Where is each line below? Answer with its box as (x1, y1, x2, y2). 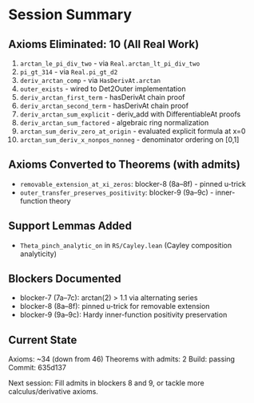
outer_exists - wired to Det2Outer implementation (19, 84, 186, 93)
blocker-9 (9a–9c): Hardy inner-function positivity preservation (19, 310, 228, 320)
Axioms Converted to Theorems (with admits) (8, 158, 241, 172)
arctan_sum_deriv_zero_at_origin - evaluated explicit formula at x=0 (19, 126, 246, 136)
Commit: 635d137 (8, 363, 66, 373)
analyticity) (19, 249, 58, 259)
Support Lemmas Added (8, 219, 132, 233)
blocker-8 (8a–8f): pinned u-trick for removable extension (19, 302, 210, 311)
